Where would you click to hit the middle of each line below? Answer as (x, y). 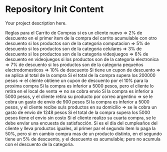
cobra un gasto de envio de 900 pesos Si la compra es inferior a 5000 (77, 101)
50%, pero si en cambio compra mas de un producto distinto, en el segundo (84, 133)
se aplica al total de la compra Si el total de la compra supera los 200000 (80, 75)
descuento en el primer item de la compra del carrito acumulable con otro (81, 38)
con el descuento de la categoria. (39, 144)
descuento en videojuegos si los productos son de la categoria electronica (82, 59)
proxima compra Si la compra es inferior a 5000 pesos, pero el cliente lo (79, 85)
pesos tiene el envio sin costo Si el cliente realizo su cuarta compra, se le (80, 117)
